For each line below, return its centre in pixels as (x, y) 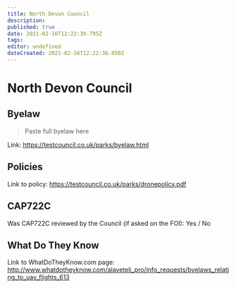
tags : (15, 40)
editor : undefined (34, 47)
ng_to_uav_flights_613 (38, 277)
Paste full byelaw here (57, 131)
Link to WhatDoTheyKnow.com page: (61, 263)
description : (26, 20)
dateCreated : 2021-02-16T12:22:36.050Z (66, 54)
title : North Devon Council (49, 14)
